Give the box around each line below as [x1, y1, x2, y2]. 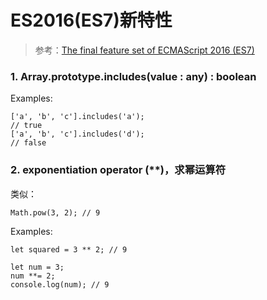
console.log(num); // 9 [10, 279, 110, 290]
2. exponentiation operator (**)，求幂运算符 [10, 163, 227, 177]
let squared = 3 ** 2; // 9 [10, 244, 128, 255]
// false [10, 138, 47, 148]
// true [10, 121, 43, 131]
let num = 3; [10, 262, 65, 272]
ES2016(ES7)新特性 [10, 9, 173, 32]
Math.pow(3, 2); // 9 [10, 207, 101, 218]
